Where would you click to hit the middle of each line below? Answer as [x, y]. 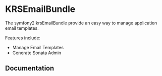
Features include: [23, 38]
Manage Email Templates [38, 47]
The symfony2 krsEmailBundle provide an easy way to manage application [81, 23]
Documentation [30, 68]
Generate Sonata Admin [37, 53]
